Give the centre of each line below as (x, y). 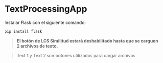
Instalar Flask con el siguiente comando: (45, 22)
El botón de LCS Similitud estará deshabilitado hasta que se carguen (87, 41)
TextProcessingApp (46, 9)
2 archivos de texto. (37, 46)
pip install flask (23, 31)
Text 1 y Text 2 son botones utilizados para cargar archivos (76, 55)
